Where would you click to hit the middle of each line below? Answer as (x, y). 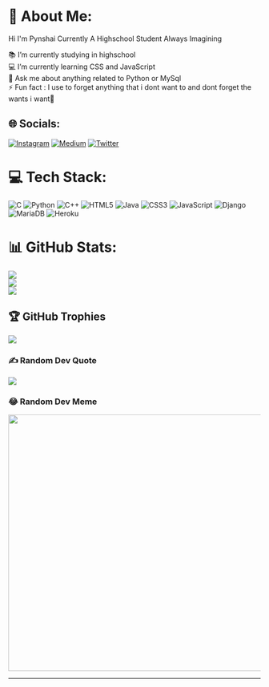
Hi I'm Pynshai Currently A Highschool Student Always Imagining (115, 38)
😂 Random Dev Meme (53, 402)
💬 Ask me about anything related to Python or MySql (95, 78)
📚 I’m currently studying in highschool (72, 55)
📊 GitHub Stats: (63, 247)
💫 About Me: (50, 16)
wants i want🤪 (32, 99)
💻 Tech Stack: (58, 177)
